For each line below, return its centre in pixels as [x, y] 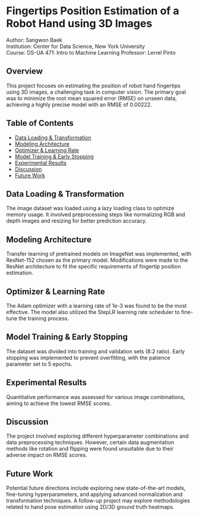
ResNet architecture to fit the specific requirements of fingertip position [94, 267]
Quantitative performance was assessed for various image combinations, [96, 397]
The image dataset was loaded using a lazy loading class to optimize [90, 208]
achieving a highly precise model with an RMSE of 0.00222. [79, 105]
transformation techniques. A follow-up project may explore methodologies [98, 501]
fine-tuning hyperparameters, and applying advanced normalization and [94, 495]
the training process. [44, 318]
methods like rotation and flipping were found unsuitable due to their [90, 449]
